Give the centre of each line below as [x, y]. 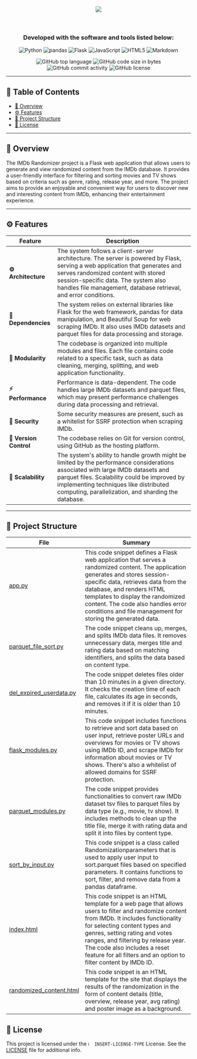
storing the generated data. [122, 619]
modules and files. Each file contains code [116, 351]
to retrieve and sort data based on [132, 728]
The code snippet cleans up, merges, [136, 628]
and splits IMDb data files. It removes [135, 636]
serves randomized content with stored [111, 273]
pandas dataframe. [111, 887]
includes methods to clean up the [131, 819]
